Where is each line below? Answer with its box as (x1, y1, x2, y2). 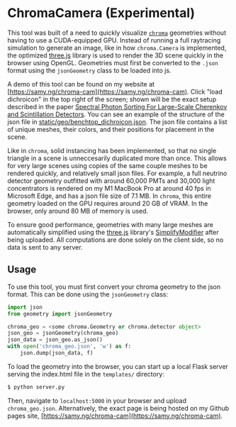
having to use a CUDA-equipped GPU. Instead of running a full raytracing (7, 35, 221, 44)
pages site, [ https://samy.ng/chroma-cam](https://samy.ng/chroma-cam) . (7, 411, 223, 420)
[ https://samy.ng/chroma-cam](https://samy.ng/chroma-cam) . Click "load (7, 87, 223, 96)
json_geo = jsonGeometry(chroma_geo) (7, 330, 119, 337)
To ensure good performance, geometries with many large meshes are (7, 220, 214, 228)
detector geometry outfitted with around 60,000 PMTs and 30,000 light (7, 176, 215, 185)
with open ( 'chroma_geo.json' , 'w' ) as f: (7, 343, 132, 350)
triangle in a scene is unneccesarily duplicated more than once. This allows (7, 154, 227, 162)
